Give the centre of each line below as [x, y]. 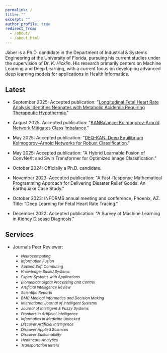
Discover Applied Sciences [45, 330]
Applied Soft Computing [42, 266]
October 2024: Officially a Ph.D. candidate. [57, 168]
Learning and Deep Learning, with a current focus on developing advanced [83, 68]
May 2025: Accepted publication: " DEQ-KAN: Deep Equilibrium [78, 137]
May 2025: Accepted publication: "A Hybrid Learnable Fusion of [79, 153]
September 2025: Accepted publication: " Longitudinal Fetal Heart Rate [86, 102]
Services [20, 235]
